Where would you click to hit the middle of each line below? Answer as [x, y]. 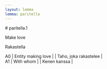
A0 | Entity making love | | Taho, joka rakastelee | [54, 56]
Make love [15, 37]
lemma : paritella [23, 14]
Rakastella [15, 47]
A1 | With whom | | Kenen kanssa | [39, 61]
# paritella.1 [16, 28]
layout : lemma [19, 9]
